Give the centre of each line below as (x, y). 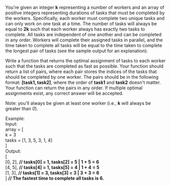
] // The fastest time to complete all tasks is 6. (55, 178)
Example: (15, 119)
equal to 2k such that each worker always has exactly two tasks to (75, 29)
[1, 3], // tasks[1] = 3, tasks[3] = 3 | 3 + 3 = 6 (52, 173)
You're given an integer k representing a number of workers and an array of (85, 7)
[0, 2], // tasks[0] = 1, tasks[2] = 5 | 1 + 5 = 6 (52, 162)
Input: (11, 124)
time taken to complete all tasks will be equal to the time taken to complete (84, 45)
